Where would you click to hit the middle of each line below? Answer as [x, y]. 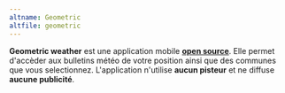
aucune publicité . [42, 79]
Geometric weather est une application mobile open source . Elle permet [142, 50]
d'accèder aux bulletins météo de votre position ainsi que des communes [143, 60]
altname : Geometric [45, 17]
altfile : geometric [45, 26]
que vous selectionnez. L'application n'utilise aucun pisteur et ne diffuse [142, 70]
